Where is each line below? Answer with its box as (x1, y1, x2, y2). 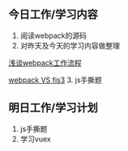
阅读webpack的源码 (19, 31, 87, 40)
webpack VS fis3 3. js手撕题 (8, 75, 103, 85)
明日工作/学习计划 (8, 101, 99, 115)
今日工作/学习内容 (8, 7, 99, 22)
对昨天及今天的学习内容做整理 (19, 40, 120, 50)
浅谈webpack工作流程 (8, 57, 83, 67)
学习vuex (19, 134, 51, 144)
